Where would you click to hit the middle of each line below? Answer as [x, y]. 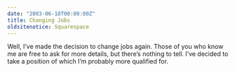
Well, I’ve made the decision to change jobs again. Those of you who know [115, 47]
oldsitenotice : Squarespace [48, 27]
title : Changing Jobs [39, 20]
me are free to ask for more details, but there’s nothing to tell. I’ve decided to [118, 54]
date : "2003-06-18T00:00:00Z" [52, 14]
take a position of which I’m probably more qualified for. [88, 62]
